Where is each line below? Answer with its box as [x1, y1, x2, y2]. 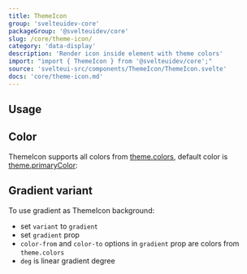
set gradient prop [19, 229, 80, 240]
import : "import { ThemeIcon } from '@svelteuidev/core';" [8, 58, 213, 66]
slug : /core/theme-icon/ [8, 34, 93, 43]
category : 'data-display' [8, 42, 96, 50]
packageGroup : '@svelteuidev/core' [8, 27, 129, 35]
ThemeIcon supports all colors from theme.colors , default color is [8, 151, 228, 161]
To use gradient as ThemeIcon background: [8, 205, 155, 215]
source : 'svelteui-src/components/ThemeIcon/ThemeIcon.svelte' [8, 65, 227, 73]
